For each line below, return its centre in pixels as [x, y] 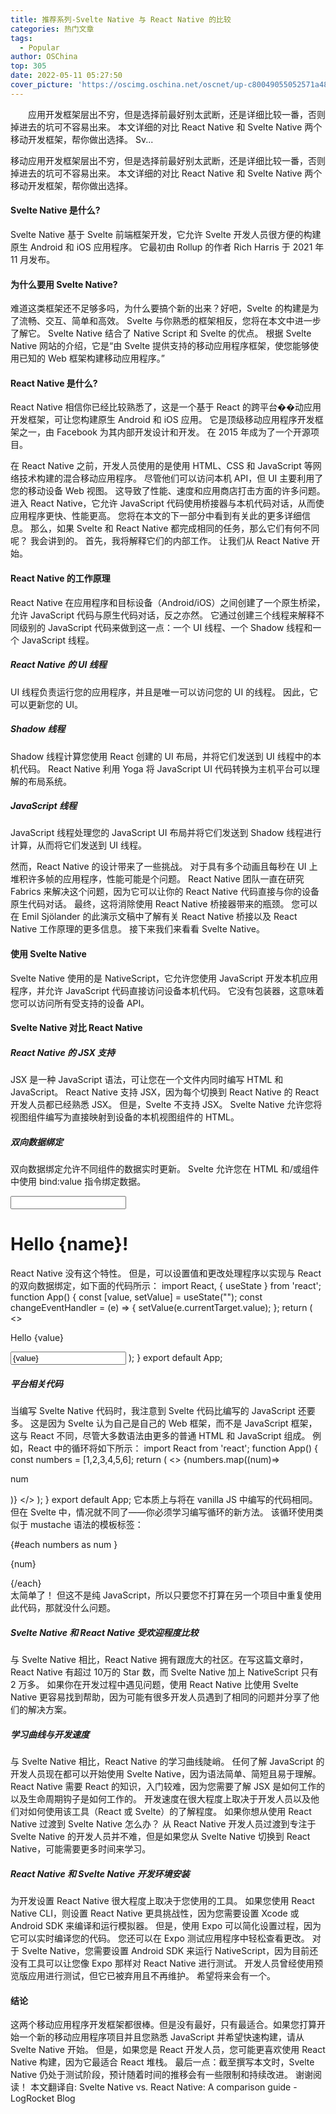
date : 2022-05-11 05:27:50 [66, 76]
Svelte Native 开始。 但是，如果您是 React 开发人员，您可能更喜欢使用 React [168, 2050]
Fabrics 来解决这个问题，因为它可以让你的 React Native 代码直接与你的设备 [165, 892]
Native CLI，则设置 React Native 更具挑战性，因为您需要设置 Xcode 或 [155, 1913]
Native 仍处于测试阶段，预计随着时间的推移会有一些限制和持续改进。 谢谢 [162, 2075]
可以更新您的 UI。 [47, 704]
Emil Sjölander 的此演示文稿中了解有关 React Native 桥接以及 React [159, 917]
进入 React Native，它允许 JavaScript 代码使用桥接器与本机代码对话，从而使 [167, 503]
